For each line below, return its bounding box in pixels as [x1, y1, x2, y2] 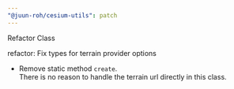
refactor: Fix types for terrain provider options [7, 48, 157, 57]
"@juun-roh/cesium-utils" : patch [7, 11, 118, 20]
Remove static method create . [18, 64, 118, 73]
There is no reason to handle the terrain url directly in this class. [18, 72, 227, 81]
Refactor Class [7, 33, 56, 43]
